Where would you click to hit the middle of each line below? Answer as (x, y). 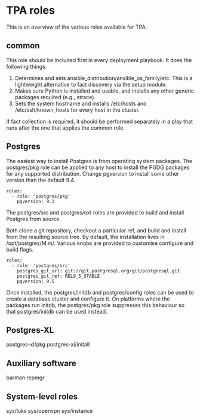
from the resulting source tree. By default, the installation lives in (86, 237)
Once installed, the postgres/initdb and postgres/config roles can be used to (100, 292)
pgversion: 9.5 (36, 281)
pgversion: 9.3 (36, 201)
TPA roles (30, 10)
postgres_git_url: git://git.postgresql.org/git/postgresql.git (99, 271)
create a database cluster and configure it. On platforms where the (88, 299)
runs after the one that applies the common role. (66, 128)
